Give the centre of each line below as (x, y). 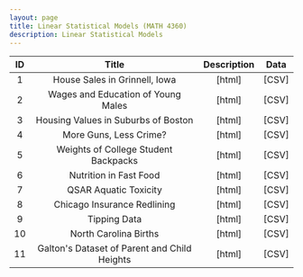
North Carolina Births (115, 234)
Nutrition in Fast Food (115, 175)
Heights (115, 260)
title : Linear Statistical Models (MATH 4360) (98, 26)
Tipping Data (115, 219)
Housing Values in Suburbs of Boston (115, 121)
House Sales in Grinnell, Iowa (115, 80)
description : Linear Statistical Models (87, 34)
